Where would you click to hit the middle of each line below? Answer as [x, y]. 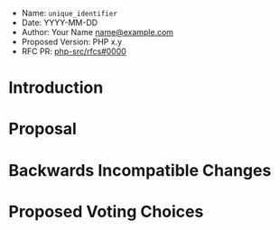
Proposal [43, 129]
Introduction [56, 88]
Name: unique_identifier [70, 13]
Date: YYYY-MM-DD [60, 23]
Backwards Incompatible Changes [140, 170]
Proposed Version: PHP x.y [72, 41]
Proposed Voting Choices [106, 212]
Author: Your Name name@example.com [97, 32]
